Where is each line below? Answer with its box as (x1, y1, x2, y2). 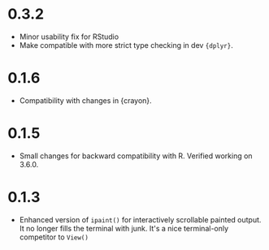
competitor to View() (19, 232, 89, 242)
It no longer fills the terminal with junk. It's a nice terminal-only (19, 223, 229, 233)
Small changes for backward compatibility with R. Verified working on (19, 151, 253, 161)
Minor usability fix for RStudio (19, 32, 119, 41)
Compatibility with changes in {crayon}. (19, 95, 152, 106)
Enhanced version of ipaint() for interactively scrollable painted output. (19, 214, 262, 224)
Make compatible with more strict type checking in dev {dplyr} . (19, 40, 233, 50)
